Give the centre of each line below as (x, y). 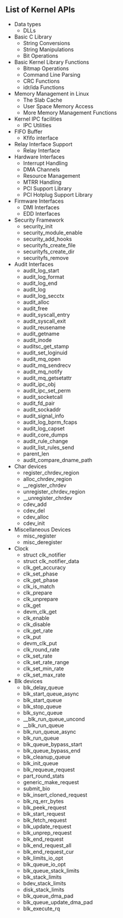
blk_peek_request (45, 807)
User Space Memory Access (58, 106)
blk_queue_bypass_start (53, 744)
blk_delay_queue (43, 687)
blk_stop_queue (42, 706)
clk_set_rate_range (46, 662)
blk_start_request (44, 813)
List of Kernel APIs (40, 10)
